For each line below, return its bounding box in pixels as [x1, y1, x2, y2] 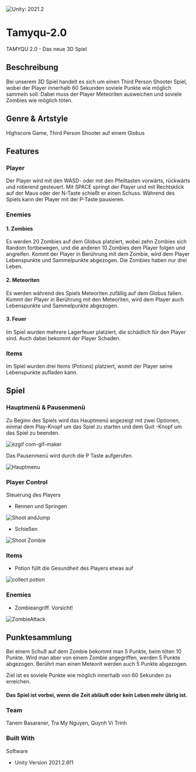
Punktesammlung [6, 632, 72, 642]
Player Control [6, 478, 48, 486]
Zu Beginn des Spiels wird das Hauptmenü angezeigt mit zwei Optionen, [6, 417, 180, 424]
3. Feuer [6, 316, 27, 323]
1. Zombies [6, 225, 33, 232]
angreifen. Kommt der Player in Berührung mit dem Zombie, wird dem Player [6, 250, 190, 258]
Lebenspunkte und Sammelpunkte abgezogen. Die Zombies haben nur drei [6, 257, 187, 264]
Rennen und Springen [14, 503, 67, 510]
